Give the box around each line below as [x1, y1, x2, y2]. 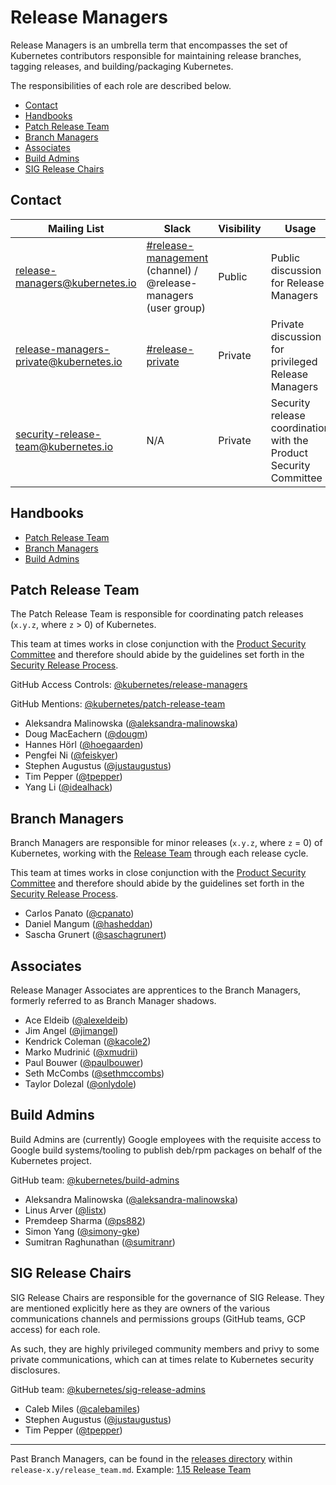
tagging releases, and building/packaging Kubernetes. [10, 60, 234, 72]
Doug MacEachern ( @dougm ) [24, 728, 148, 740]
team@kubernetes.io [15, 439, 114, 453]
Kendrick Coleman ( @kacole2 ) [24, 1036, 152, 1047]
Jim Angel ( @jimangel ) [24, 1025, 119, 1036]
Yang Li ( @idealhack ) [24, 781, 113, 793]
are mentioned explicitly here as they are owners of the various [10, 1302, 271, 1314]
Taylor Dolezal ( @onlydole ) [24, 1078, 137, 1090]
